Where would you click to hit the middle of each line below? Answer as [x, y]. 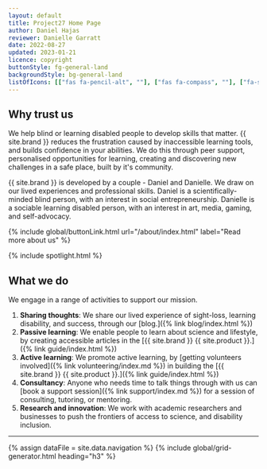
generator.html [33, 456]
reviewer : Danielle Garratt [55, 38]
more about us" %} [40, 240]
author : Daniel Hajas [44, 30]
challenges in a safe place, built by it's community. [91, 167]
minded [21, 200]
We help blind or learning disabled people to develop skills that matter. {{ [127, 134]
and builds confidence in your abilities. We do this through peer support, [127, 150]
